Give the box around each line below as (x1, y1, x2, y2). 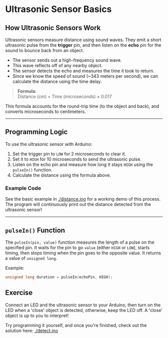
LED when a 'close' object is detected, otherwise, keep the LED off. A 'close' (5, 307, 162, 313)
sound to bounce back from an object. (5, 48, 84, 53)
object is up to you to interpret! (5, 312, 69, 318)
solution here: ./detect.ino (5, 327, 58, 333)
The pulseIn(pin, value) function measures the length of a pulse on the (5, 239, 155, 245)
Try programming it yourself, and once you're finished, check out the (5, 322, 147, 328)
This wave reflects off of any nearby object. (12, 63, 102, 68)
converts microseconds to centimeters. (5, 109, 86, 114)
